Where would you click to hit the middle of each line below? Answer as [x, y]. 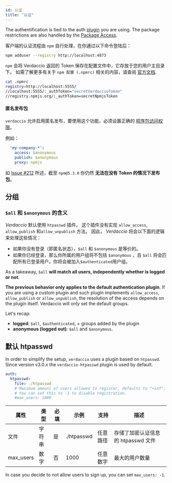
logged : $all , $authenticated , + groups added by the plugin [76, 324]
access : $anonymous [35, 153]
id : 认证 [14, 10]
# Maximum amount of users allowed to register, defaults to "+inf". [90, 388]
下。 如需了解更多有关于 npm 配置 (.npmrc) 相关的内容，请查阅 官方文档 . [81, 72]
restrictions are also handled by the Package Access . [61, 35]
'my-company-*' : [27, 148]
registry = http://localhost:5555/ [41, 87]
